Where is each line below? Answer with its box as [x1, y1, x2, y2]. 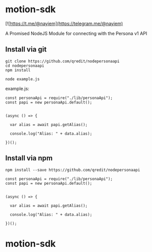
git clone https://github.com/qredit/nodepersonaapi [5, 59, 120, 64]
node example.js [5, 77, 40, 82]
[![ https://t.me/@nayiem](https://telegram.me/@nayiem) [5, 20, 123, 27]
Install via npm [5, 154, 53, 163]
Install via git [5, 45, 47, 54]
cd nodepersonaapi [5, 63, 44, 68]
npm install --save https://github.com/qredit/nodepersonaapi [5, 167, 140, 172]
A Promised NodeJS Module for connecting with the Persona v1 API [5, 30, 147, 36]
